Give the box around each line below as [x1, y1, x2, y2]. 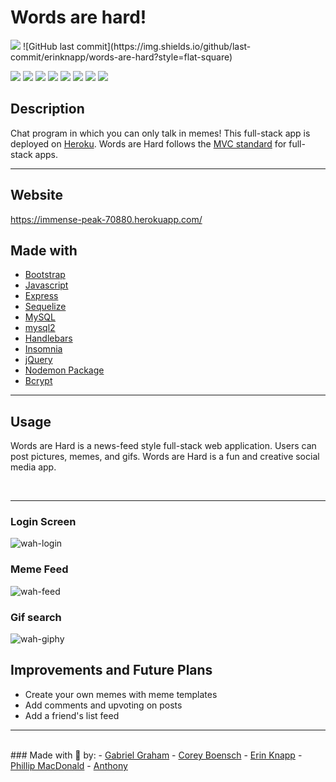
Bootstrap [24, 269, 66, 281]
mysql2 [24, 322, 56, 334]
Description [10, 101, 85, 118]
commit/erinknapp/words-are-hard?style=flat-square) [10, 51, 233, 63]
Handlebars [24, 332, 73, 345]
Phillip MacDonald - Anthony [10, 759, 128, 771]
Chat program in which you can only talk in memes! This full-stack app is [10, 127, 311, 139]
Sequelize [24, 301, 67, 313]
